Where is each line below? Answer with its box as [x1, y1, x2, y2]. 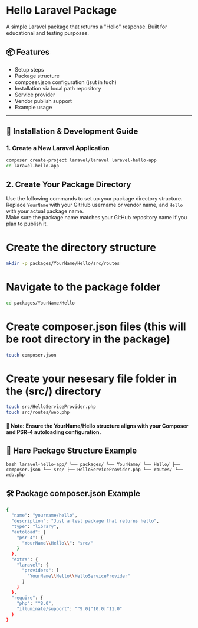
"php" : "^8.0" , [16, 601, 54, 607]
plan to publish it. [6, 220, 48, 227]
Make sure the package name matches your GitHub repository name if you [6, 214, 187, 221]
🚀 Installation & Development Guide [6, 127, 138, 137]
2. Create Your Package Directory [6, 179, 131, 189]
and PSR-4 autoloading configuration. [6, 428, 101, 435]
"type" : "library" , [11, 523, 60, 529]
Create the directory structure [6, 241, 156, 254]
